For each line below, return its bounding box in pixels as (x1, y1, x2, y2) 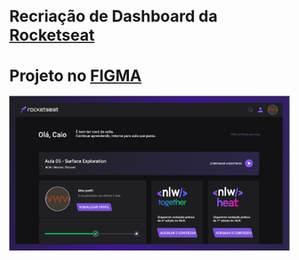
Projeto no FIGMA (9, 66, 142, 86)
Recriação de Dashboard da (9, 6, 218, 27)
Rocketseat (9, 25, 95, 45)
